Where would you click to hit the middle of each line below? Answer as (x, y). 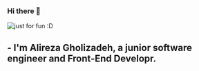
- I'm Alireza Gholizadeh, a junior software (99, 48)
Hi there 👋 (24, 11)
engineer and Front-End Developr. (82, 58)
